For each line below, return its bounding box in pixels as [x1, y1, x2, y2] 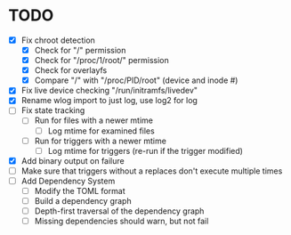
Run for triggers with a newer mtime [34, 135, 166, 146]
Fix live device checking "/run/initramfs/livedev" [20, 85, 198, 96]
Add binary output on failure [20, 155, 125, 166]
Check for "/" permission [34, 45, 126, 55]
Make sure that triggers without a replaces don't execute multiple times [20, 166, 283, 176]
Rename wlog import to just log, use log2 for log [20, 95, 198, 106]
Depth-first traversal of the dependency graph [34, 206, 205, 216]
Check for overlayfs [34, 65, 108, 76]
